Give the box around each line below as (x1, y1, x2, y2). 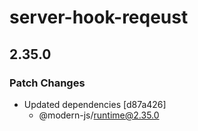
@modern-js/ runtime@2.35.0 (38, 109, 160, 121)
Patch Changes (9, 76, 86, 90)
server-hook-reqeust (9, 6, 189, 29)
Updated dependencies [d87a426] (23, 98, 167, 110)
